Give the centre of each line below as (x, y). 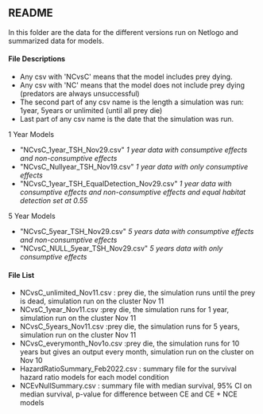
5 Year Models (32, 216)
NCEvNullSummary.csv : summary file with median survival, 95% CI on (136, 386)
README (31, 13)
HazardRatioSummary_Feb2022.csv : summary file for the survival (128, 369)
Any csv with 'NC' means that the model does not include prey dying (132, 85)
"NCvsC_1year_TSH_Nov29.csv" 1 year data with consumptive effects (133, 150)
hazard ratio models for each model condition (94, 377)
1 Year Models (31, 135)
